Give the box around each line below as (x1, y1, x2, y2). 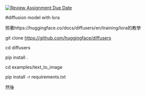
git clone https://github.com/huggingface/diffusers (5, 35, 112, 41)
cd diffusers (5, 45, 30, 50)
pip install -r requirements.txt (5, 74, 66, 80)
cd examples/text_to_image (5, 64, 62, 70)
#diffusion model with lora (5, 15, 60, 20)
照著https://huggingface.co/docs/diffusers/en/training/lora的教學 (5, 25, 141, 31)
